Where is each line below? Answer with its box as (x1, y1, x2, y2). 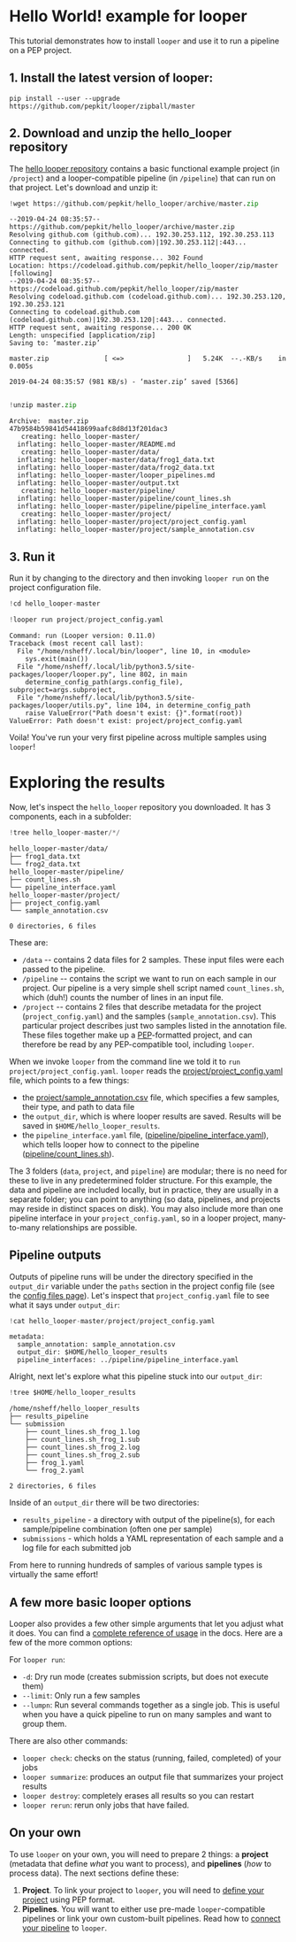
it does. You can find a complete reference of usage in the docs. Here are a (9, 1628, 284, 1638)
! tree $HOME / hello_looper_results (9, 1388, 137, 1398)
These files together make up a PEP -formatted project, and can (21, 1029, 253, 1040)
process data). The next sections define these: (9, 1868, 179, 1878)
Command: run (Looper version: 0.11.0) (9, 631, 156, 640)
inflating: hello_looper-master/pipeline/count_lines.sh (17, 494, 231, 504)
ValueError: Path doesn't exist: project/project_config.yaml (9, 716, 243, 725)
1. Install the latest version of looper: (9, 71, 214, 86)
